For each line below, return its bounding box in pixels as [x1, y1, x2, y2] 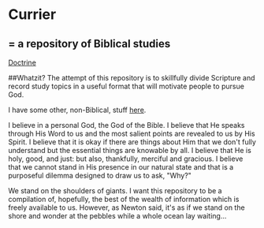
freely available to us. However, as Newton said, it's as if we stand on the [8, 203, 246, 212]
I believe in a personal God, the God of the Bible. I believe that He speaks [8, 121, 245, 129]
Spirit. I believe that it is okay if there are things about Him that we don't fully [8, 137, 256, 147]
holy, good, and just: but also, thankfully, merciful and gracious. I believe [8, 154, 244, 163]
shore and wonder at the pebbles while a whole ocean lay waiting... [8, 211, 227, 220]
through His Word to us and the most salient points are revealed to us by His [8, 129, 255, 138]
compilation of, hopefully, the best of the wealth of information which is [8, 195, 240, 204]
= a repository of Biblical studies [8, 37, 171, 50]
